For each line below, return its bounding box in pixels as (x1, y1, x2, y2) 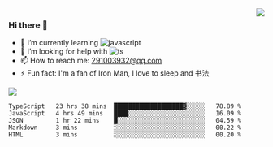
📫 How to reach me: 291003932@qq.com (19, 56, 162, 66)
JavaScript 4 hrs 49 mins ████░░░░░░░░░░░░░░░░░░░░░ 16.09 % (8, 110, 242, 118)
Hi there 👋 (8, 19, 49, 31)
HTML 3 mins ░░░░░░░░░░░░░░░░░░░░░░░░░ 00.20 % (8, 131, 242, 139)
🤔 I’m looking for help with (19, 46, 108, 56)
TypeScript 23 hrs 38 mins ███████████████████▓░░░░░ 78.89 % (8, 102, 242, 110)
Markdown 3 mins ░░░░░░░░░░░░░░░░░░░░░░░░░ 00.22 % (8, 123, 242, 132)
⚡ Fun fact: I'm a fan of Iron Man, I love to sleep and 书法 (19, 68, 210, 78)
